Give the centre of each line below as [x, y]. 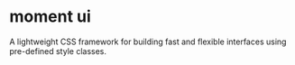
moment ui [51, 17]
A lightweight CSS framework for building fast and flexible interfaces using [148, 42]
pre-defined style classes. [58, 51]
